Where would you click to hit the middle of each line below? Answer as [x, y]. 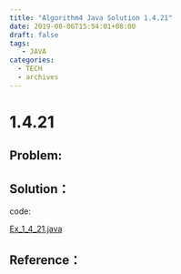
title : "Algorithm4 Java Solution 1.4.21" [91, 18]
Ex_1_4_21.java [36, 229]
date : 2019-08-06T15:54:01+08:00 [73, 26]
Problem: [36, 156]
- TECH [30, 69]
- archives [38, 77]
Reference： [45, 260]
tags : [20, 43]
